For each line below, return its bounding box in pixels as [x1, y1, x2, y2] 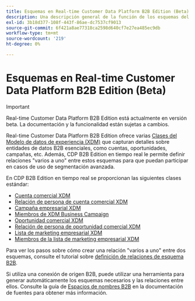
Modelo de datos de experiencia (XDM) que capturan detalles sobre [6, 138, 170, 145]
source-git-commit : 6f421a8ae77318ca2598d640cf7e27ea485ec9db [6, 25, 161, 31]
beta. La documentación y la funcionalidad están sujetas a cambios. [6, 120, 169, 127]
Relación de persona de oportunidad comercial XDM [14, 223, 141, 230]
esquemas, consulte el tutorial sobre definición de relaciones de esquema [6, 252, 184, 260]
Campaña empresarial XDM [14, 204, 81, 211]
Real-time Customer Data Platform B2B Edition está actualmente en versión [6, 115, 187, 122]
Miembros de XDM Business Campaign [14, 210, 109, 217]
